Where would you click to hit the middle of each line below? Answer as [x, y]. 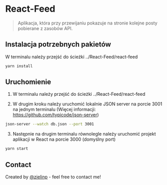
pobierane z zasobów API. [45, 28]
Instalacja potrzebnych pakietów [58, 45]
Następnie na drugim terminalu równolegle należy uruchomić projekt [84, 134]
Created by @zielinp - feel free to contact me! [53, 177]
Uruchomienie [28, 82]
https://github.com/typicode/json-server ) [56, 115]
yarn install [19, 66]
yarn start [17, 149]
